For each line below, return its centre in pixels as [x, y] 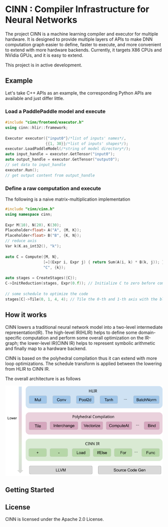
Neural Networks [41, 20]
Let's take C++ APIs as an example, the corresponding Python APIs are [78, 93]
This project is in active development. [44, 65]
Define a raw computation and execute [53, 188]
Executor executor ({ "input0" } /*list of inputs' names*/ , [66, 138]
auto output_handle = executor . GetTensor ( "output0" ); [62, 159]
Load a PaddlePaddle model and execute [55, 111]
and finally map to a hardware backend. [46, 348]
